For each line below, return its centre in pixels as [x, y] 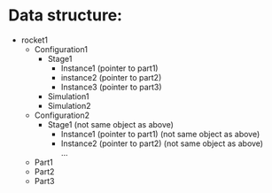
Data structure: [66, 15]
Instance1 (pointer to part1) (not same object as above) [160, 134]
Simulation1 [68, 96]
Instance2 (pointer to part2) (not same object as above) [162, 143]
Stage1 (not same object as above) [111, 124]
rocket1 [35, 40]
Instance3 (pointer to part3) [111, 87]
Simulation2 [69, 105]
